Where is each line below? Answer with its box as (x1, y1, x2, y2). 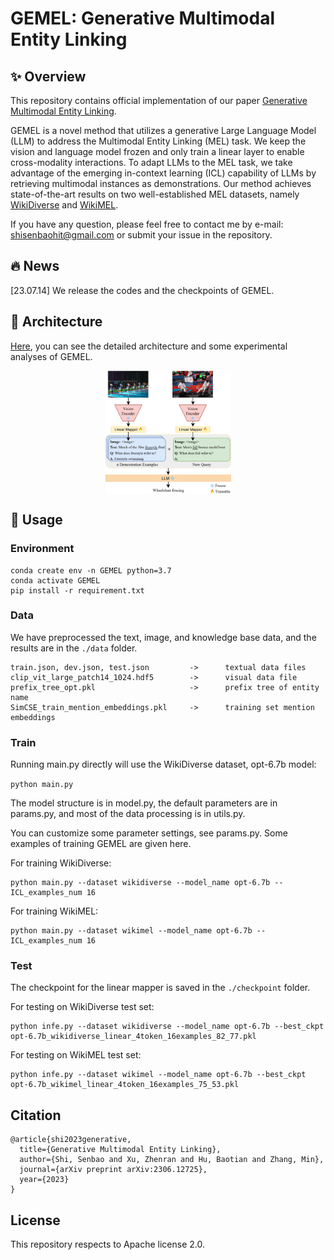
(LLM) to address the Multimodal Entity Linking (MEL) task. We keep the (10, 135, 307, 147)
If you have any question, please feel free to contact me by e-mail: (10, 218, 284, 230)
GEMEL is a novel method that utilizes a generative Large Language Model (10, 125, 317, 136)
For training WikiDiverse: (10, 857, 112, 869)
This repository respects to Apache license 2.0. (10, 1238, 206, 1251)
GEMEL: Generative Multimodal (10, 7, 276, 30)
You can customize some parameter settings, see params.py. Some (10, 827, 288, 839)
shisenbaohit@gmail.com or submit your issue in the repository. (10, 229, 273, 241)
